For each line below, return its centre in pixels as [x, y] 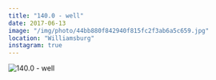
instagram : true [35, 46]
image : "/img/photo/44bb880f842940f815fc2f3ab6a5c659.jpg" [109, 30]
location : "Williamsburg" [51, 38]
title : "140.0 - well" [46, 16]
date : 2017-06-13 [37, 23]
